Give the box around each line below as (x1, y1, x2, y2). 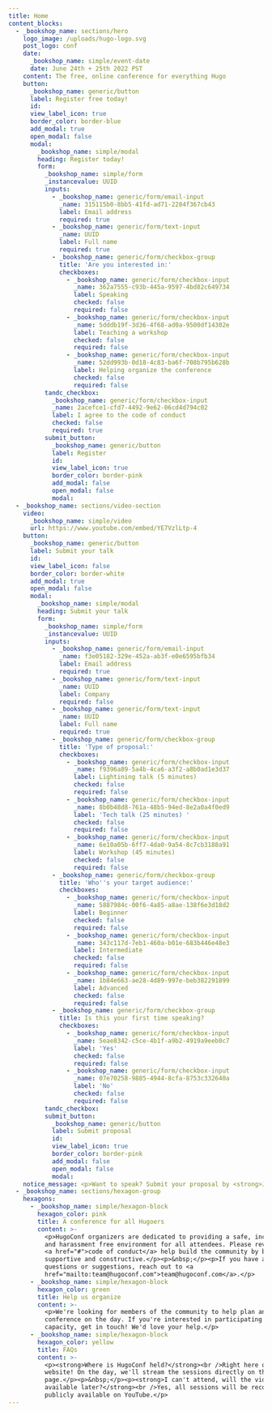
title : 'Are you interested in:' (59, 260, 172, 268)
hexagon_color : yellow (37, 1338, 114, 1346)
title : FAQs (37, 1346, 79, 1354)
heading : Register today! (37, 155, 125, 163)
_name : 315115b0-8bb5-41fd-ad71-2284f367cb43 (59, 200, 216, 208)
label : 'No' (73, 1082, 114, 1090)
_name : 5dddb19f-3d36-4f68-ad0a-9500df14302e (73, 321, 230, 329)
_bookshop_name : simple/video (29, 516, 132, 525)
